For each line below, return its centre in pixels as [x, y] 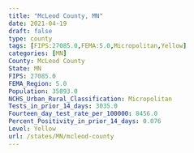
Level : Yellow [32, 129]
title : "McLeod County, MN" [56, 16]
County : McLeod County [47, 62]
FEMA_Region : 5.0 [38, 83]
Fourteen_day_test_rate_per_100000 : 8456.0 [83, 114]
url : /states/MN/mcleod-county [61, 136]
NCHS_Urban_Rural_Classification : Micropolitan [91, 99]
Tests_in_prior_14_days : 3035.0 [63, 106]
